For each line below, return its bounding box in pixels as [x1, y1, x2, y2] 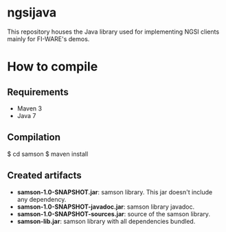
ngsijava [7, 5, 57, 21]
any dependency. [16, 195, 67, 203]
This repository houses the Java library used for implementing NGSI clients [7, 27, 220, 36]
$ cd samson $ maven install [7, 150, 89, 158]
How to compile [7, 59, 98, 75]
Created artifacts [7, 170, 82, 181]
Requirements [7, 86, 69, 97]
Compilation [7, 132, 60, 143]
